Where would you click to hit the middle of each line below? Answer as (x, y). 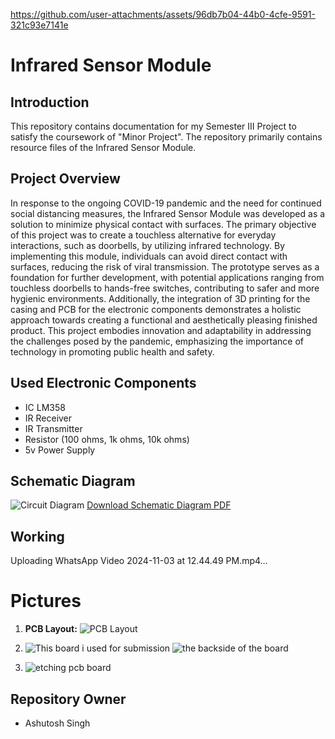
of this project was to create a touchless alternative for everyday (143, 235)
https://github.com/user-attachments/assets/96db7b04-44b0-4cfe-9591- (163, 14)
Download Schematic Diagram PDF (159, 505)
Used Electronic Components (103, 383)
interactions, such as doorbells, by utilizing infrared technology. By (148, 245)
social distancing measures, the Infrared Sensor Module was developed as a (168, 213)
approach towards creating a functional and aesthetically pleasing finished (164, 320)
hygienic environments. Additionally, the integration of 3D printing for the (160, 298)
